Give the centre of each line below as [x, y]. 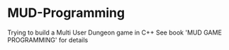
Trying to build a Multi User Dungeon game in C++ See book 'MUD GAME [114, 32]
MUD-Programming [66, 13]
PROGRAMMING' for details [48, 39]
